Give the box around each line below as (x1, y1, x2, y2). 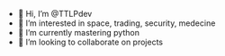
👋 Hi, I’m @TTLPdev (17, 9, 93, 19)
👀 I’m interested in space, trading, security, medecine (17, 18, 216, 28)
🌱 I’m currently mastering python (17, 28, 139, 37)
